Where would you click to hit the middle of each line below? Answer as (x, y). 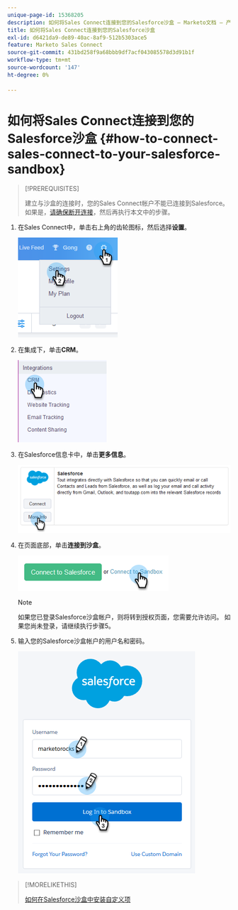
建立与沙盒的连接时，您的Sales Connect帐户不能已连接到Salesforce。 (126, 203)
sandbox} (36, 169)
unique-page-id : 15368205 (45, 15)
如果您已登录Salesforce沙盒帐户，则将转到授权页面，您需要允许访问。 (120, 617)
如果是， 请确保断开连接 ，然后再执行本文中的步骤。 (99, 212)
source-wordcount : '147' (44, 67)
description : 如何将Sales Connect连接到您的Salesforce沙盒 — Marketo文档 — (115, 22)
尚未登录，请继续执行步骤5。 (73, 626)
